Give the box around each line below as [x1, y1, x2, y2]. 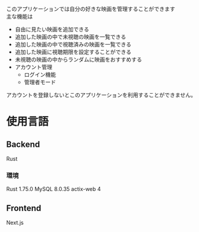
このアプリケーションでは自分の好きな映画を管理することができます [6, 5, 175, 12]
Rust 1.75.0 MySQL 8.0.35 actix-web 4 [6, 185, 101, 193]
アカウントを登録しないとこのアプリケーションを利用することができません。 [6, 91, 197, 98]
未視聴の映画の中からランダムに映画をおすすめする [14, 56, 142, 63]
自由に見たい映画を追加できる [14, 26, 89, 33]
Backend [6, 139, 40, 149]
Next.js [6, 219, 24, 227]
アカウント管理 [14, 63, 52, 71]
